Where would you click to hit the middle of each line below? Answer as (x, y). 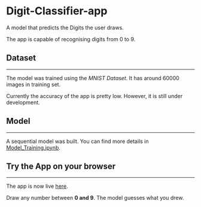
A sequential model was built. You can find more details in (77, 141)
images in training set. (33, 84)
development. (23, 102)
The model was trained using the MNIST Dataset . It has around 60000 (93, 78)
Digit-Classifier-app (57, 11)
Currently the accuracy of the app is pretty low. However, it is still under (95, 96)
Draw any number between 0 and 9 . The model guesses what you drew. (95, 198)
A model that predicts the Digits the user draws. (65, 28)
